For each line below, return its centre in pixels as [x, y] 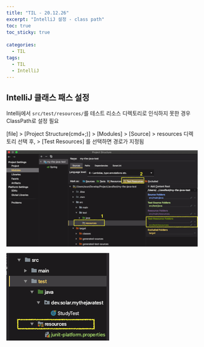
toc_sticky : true [28, 32]
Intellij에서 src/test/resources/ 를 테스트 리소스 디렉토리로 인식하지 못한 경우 [99, 113]
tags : [13, 58]
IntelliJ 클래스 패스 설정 [48, 97]
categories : [21, 45]
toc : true [19, 26]
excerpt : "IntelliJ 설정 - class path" [56, 19]
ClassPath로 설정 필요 [33, 121]
